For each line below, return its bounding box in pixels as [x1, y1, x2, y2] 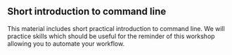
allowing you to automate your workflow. [7, 39, 125, 48]
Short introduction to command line [7, 6, 167, 18]
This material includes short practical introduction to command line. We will [7, 24, 225, 32]
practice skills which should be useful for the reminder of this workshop [7, 32, 216, 40]
